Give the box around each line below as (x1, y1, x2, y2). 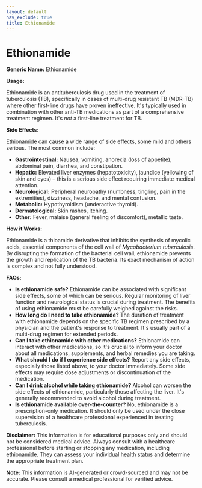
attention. (14, 182, 39, 189)
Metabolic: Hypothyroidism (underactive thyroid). (14, 201, 138, 208)
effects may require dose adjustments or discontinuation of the (14, 369, 171, 376)
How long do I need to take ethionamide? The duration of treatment (14, 311, 185, 319)
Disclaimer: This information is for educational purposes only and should (6, 431, 188, 439)
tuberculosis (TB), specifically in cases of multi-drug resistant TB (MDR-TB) (6, 96, 194, 103)
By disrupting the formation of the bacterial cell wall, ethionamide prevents (6, 250, 191, 257)
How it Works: (6, 225, 43, 232)
